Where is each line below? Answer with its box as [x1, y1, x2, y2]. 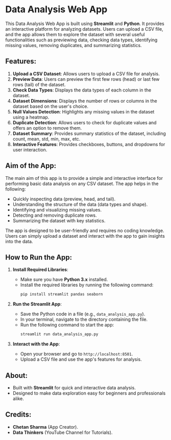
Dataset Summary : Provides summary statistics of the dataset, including [12, 130, 166, 136]
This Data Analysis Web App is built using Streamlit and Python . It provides [5, 20, 164, 27]
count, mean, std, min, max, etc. [12, 135, 81, 142]
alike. [12, 395, 25, 402]
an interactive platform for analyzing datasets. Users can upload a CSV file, [5, 26, 163, 32]
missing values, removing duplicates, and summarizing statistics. [5, 42, 142, 48]
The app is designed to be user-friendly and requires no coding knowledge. [5, 227, 164, 234]
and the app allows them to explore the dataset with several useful [5, 31, 145, 37]
